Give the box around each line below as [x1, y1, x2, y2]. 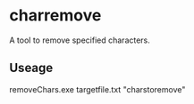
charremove [9, 5, 102, 26]
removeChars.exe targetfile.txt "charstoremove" [9, 84, 186, 94]
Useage [9, 60, 54, 76]
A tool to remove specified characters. [9, 35, 150, 45]
